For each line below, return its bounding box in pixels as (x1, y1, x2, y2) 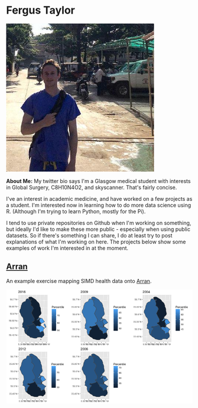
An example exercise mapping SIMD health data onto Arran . (6, 277, 152, 284)
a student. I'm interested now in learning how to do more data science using (6, 201, 191, 208)
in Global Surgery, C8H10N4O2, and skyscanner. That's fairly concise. (6, 184, 177, 191)
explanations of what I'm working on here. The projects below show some (6, 238, 186, 245)
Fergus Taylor (6, 4, 75, 17)
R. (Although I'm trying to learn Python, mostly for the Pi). (6, 208, 146, 215)
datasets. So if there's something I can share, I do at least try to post (6, 232, 173, 239)
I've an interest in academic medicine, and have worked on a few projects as (6, 195, 193, 202)
